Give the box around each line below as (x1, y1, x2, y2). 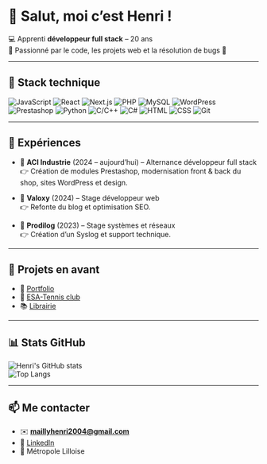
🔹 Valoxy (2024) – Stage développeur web (19, 193, 160, 202)
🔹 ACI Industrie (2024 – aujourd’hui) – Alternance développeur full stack (19, 157, 257, 166)
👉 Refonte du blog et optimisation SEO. (19, 202, 151, 212)
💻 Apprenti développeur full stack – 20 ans (8, 33, 153, 43)
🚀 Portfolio (19, 284, 55, 294)
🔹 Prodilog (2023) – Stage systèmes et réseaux (19, 220, 176, 230)
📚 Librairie (19, 302, 56, 311)
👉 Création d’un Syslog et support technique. (19, 229, 172, 239)
